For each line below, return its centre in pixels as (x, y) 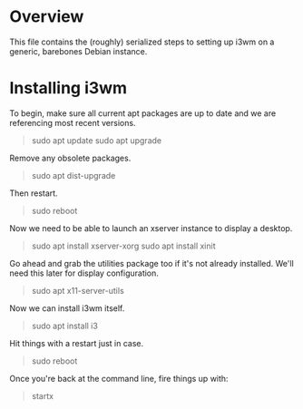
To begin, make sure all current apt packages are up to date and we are (143, 113)
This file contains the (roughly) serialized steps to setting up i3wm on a (142, 42)
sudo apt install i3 (64, 326)
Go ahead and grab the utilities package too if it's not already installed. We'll (152, 263)
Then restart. (34, 193)
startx (43, 395)
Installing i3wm (68, 88)
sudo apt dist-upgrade (73, 175)
